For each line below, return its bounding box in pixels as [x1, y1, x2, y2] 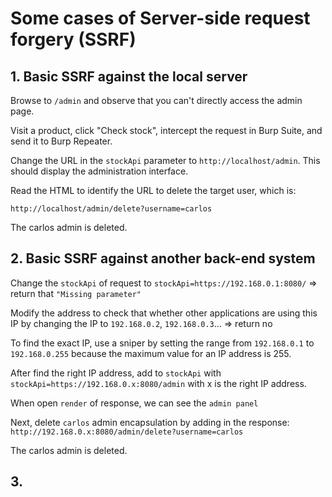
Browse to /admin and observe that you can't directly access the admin [10, 95, 303, 106]
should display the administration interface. [10, 165, 189, 177]
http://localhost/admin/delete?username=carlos [10, 204, 213, 214]
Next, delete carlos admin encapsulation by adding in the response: [10, 416, 290, 428]
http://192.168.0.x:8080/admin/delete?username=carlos [10, 427, 244, 437]
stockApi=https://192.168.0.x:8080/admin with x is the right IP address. [10, 377, 307, 389]
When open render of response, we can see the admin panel [10, 397, 259, 409]
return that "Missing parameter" [10, 287, 142, 299]
